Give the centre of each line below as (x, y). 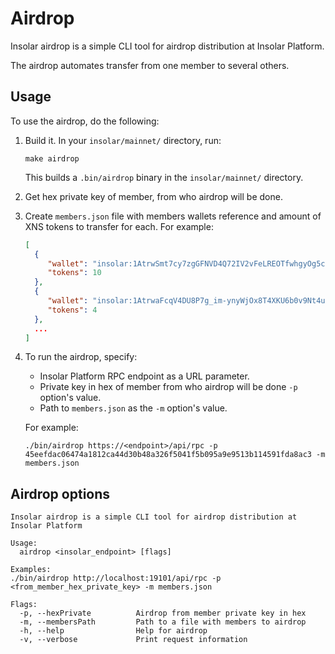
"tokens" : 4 (72, 310)
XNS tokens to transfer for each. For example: (119, 226)
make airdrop (52, 158)
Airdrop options (60, 493)
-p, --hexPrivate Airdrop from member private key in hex (163, 613)
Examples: (31, 570)
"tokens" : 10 (74, 273)
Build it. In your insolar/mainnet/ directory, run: (123, 140)
